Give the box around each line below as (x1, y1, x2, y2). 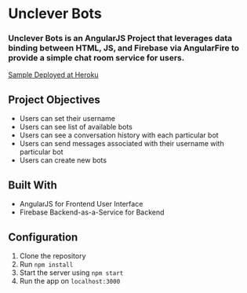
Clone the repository (19, 251, 86, 260)
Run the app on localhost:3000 (19, 276, 121, 285)
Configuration (8, 230, 78, 244)
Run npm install (19, 259, 74, 269)
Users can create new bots (19, 156, 107, 165)
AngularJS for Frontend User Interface (19, 200, 143, 209)
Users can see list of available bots (19, 123, 133, 132)
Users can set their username (19, 114, 116, 123)
